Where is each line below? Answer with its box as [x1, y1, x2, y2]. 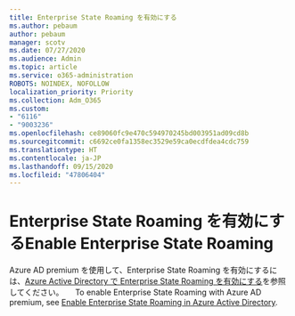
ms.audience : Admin [9, 54, 82, 63]
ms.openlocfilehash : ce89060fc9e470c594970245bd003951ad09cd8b [9, 129, 250, 138]
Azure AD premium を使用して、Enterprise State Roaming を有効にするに [9, 264, 278, 276]
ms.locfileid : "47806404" [9, 170, 105, 179]
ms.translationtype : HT [9, 145, 98, 154]
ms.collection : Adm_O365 [9, 95, 102, 105]
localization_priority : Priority [9, 87, 134, 96]
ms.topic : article [9, 63, 78, 72]
